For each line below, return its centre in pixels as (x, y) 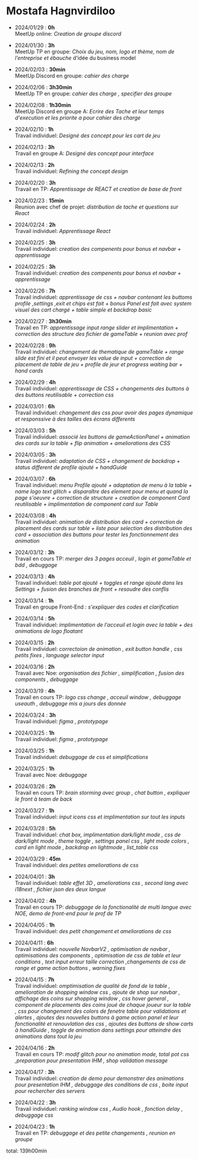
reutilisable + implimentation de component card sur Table (86, 504)
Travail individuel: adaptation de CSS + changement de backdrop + (97, 461)
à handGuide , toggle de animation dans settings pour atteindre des (98, 1030)
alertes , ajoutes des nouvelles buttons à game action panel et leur (97, 1017)
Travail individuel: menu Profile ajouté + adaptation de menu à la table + (103, 485)
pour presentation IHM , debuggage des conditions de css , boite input (101, 1084)
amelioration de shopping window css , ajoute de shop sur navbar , (97, 992)
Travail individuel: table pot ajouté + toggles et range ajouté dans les (99, 582)
